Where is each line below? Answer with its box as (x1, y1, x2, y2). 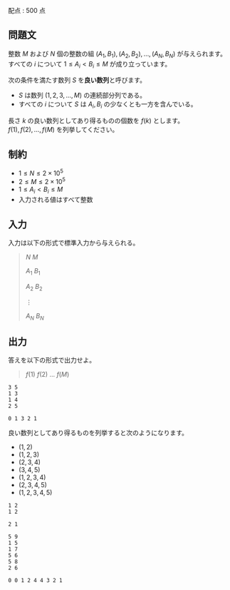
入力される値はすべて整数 (18, 195, 93, 204)
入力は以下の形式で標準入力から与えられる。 (8, 238, 140, 247)
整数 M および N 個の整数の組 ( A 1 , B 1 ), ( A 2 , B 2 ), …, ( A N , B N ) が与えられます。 (8, 49, 227, 59)
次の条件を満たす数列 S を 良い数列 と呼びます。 (8, 76, 147, 84)
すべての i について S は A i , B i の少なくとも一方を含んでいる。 (18, 100, 198, 111)
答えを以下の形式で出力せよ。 (8, 356, 95, 365)
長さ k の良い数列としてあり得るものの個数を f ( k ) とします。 (8, 116, 184, 125)
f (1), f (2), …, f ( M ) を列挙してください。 (8, 126, 119, 134)
